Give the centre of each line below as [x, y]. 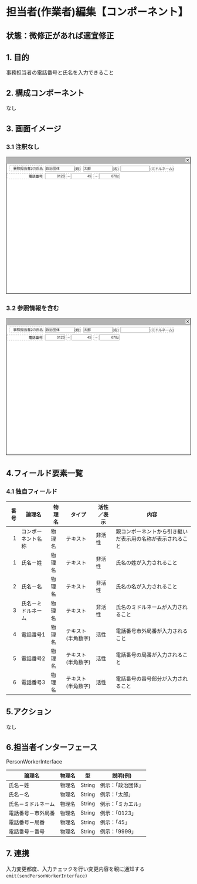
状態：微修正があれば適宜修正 [60, 36]
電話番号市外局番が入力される [152, 631]
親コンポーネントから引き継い [152, 531]
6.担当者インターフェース [52, 747]
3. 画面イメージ [34, 128]
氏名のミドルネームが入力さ [149, 607]
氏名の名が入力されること [147, 587]
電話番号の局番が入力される [149, 655]
